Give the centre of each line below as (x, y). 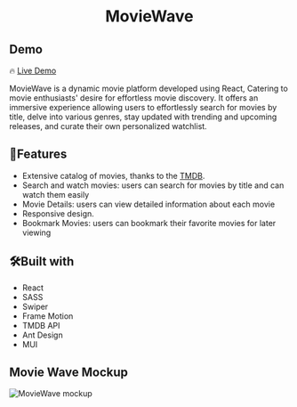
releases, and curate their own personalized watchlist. (108, 126)
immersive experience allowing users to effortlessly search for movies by (143, 107)
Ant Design (43, 335)
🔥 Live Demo (33, 70)
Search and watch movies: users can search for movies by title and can (153, 185)
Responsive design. (58, 213)
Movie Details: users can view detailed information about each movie (148, 204)
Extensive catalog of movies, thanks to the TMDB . (113, 175)
